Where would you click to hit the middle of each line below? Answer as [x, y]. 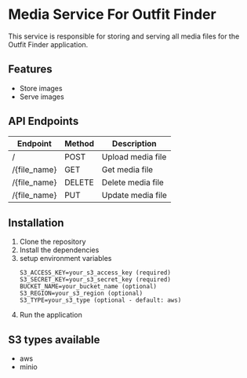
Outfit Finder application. [48, 44]
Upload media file [134, 156]
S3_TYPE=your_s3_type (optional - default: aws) [100, 300]
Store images [41, 88]
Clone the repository [53, 242]
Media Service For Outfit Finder [113, 15]
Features [30, 70]
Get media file [127, 169]
